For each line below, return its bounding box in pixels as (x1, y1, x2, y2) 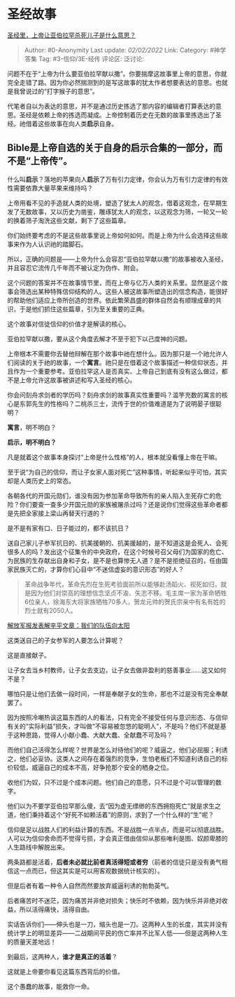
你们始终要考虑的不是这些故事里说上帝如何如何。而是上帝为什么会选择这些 (7, 231, 222, 239)
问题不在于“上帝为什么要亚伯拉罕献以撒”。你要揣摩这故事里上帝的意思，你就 (7, 69, 227, 78)
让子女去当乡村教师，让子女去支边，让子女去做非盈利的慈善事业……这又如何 (7, 665, 227, 674)
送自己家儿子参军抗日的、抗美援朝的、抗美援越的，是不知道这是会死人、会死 (7, 538, 228, 547)
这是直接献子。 (7, 651, 50, 659)
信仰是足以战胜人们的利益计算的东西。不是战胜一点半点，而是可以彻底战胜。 (7, 825, 228, 834)
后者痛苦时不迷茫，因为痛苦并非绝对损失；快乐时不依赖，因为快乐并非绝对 (7, 896, 222, 904)
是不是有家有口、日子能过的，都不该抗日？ (7, 524, 130, 532)
